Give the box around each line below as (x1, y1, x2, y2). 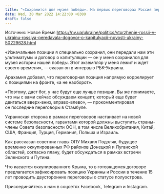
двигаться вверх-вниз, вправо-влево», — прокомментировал (5, 99, 134, 105)
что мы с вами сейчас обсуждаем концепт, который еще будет (5, 94, 137, 100)
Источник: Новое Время (5, 30, 56, 36)
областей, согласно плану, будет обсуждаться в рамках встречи (5, 149, 141, 155)
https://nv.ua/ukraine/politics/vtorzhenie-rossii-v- (56, 30, 156, 36)
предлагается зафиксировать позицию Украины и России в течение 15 (5, 169, 153, 175)
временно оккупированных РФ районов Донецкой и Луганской (5, 144, 138, 150)
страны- (138, 119, 155, 125)
